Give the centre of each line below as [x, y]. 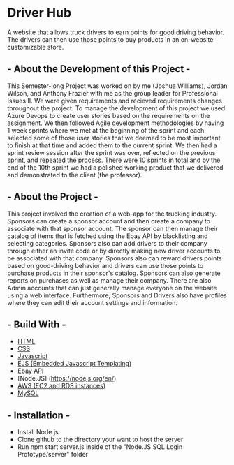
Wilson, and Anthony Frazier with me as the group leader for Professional [113, 93]
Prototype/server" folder [53, 455]
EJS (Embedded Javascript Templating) [74, 364]
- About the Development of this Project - [99, 69]
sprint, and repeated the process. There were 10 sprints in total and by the [114, 160]
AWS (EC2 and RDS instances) [61, 386]
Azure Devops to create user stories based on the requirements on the [109, 115]
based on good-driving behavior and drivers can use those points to [105, 265]
